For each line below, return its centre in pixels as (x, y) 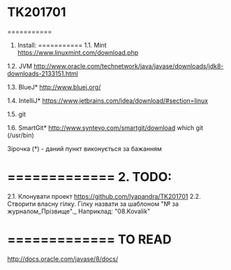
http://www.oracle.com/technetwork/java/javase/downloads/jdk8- (129, 66)
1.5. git (16, 114)
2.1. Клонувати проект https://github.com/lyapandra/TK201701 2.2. (104, 196)
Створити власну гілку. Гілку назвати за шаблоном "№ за (93, 204)
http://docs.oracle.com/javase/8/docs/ (63, 259)
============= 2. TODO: (90, 177)
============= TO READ (90, 240)
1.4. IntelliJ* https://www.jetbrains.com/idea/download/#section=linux (107, 100)
